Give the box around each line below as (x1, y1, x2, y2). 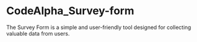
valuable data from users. (6, 30, 70, 37)
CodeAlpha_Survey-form (6, 4, 135, 18)
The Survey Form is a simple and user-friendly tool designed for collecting (6, 24, 192, 31)
